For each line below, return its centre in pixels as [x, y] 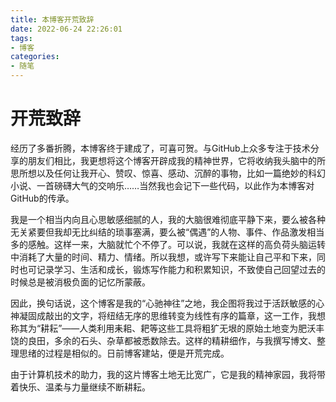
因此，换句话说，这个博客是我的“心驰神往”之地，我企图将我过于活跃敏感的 [163, 303]
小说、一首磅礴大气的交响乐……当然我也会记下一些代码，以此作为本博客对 [162, 185]
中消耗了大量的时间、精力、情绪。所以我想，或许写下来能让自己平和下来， [163, 257]
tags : [21, 38]
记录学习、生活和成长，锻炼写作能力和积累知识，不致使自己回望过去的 [181, 269]
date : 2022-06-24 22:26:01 [66, 29]
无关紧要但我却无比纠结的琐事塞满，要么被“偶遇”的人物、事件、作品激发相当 [167, 232]
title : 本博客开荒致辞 [52, 19]
